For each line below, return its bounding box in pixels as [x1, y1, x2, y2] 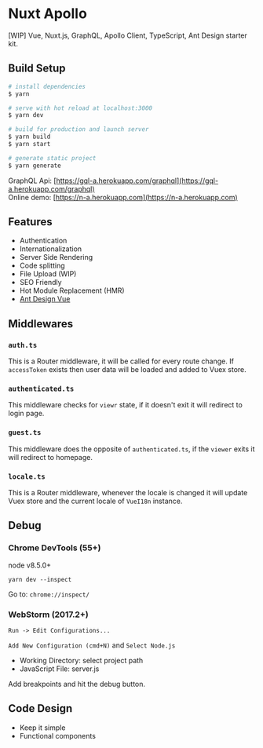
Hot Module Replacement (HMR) [19, 286, 125, 295]
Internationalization [19, 244, 82, 254]
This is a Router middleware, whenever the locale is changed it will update [8, 488, 248, 498]
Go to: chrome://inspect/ [8, 589, 90, 599]
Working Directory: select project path [19, 656, 144, 665]
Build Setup [8, 62, 66, 75]
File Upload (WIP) [19, 269, 77, 279]
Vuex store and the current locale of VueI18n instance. [8, 496, 183, 506]
